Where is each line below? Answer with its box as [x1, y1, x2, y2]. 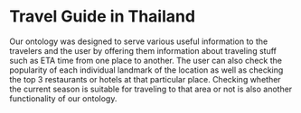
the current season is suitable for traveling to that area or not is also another [9, 83, 293, 94]
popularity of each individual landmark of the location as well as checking [9, 65, 284, 75]
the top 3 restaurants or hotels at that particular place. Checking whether [9, 74, 282, 84]
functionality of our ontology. [9, 92, 118, 104]
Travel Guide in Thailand [9, 6, 196, 27]
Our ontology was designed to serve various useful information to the [9, 36, 268, 47]
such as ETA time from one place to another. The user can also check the [9, 55, 283, 65]
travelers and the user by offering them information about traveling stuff [9, 45, 277, 56]
